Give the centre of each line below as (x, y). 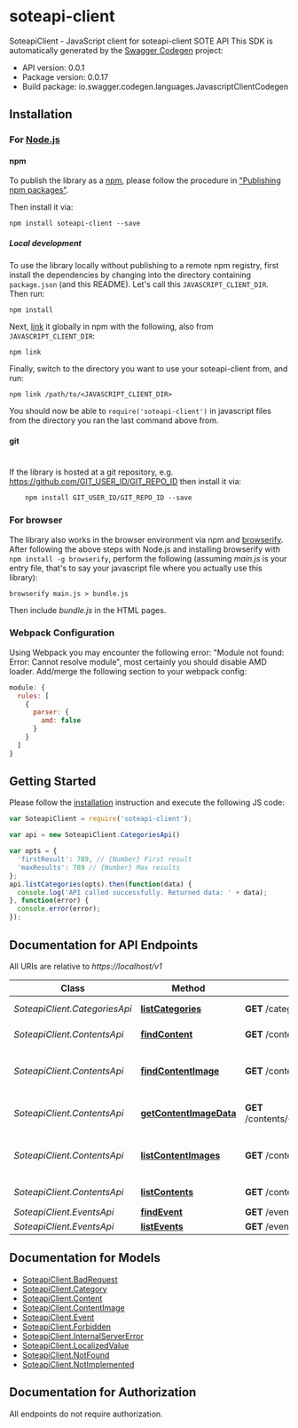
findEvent (162, 1212)
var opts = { (33, 851)
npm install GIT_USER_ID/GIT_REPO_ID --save (109, 498)
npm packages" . (39, 190)
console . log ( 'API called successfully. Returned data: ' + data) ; (142, 892)
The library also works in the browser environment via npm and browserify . (146, 539)
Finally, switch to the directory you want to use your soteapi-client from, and (149, 369)
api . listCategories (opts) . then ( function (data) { (101, 884)
